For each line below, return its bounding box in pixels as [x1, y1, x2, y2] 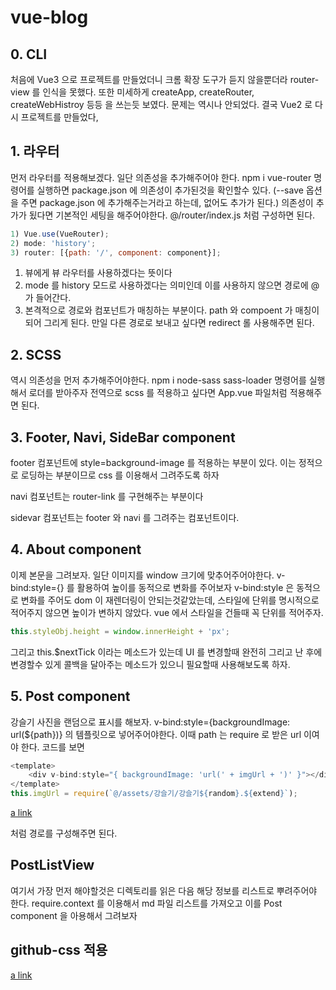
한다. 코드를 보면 [20, 741, 85, 753]
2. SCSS [10, 346, 62, 363]
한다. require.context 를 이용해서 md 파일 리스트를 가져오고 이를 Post [10, 897, 283, 909]
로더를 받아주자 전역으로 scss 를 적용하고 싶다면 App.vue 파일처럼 [28, 387, 288, 399]
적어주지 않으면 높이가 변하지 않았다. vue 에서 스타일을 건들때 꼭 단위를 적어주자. [10, 606, 324, 618]
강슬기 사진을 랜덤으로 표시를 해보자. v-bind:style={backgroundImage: [10, 716, 291, 728]
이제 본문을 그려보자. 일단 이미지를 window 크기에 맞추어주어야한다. [10, 569, 275, 581]
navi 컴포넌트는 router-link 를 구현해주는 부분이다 [10, 491, 204, 503]
